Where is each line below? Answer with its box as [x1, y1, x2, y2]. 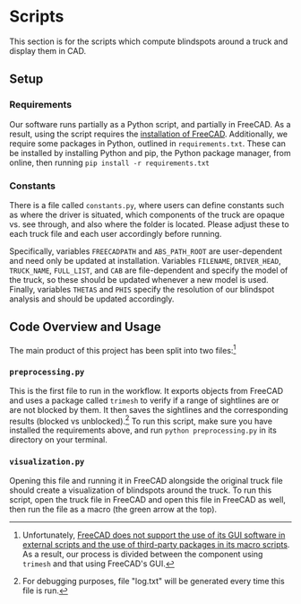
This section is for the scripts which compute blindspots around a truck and [9, 36, 288, 47]
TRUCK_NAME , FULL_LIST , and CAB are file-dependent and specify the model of [9, 265, 288, 276]
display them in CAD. [9, 45, 87, 56]
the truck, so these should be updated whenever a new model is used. [9, 274, 269, 284]
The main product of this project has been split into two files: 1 [9, 343, 236, 355]
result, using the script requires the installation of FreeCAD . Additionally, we [9, 128, 288, 139]
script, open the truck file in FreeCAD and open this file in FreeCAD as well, [9, 494, 287, 504]
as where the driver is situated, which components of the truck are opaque [9, 209, 285, 220]
